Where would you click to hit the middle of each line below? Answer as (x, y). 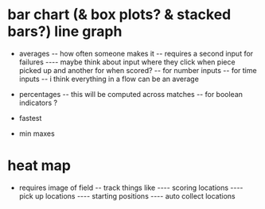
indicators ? (38, 103)
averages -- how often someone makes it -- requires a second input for (136, 53)
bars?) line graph (65, 31)
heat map (39, 166)
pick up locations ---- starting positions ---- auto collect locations (127, 195)
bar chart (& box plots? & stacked (119, 15)
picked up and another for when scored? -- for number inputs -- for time (138, 70)
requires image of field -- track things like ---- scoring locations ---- (131, 188)
